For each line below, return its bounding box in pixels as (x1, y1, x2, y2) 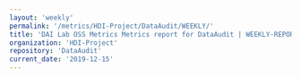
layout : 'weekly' (9, 13, 74, 22)
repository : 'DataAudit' (9, 47, 102, 56)
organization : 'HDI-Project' (9, 38, 118, 48)
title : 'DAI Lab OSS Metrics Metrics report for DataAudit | (9, 30, 243, 39)
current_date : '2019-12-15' (9, 55, 115, 64)
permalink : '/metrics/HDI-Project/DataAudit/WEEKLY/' (9, 22, 215, 30)
